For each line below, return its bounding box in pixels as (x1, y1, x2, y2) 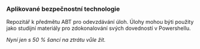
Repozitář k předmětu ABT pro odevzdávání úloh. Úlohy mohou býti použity (6, 19, 194, 26)
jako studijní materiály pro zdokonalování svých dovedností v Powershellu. (6, 24, 192, 32)
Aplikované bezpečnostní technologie (6, 5, 120, 13)
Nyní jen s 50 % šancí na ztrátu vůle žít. (6, 36, 106, 44)
